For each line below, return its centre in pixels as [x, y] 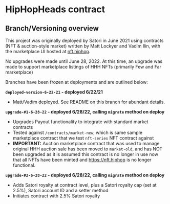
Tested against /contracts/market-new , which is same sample [77, 132]
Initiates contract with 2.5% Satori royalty [56, 196]
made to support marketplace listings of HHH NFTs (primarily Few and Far [83, 67]
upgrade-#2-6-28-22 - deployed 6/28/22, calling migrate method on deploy [85, 175]
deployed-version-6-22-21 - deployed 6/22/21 [54, 92]
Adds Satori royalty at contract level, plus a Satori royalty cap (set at [85, 185]
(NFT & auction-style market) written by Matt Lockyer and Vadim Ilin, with [83, 46]
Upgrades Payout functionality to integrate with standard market [80, 122]
